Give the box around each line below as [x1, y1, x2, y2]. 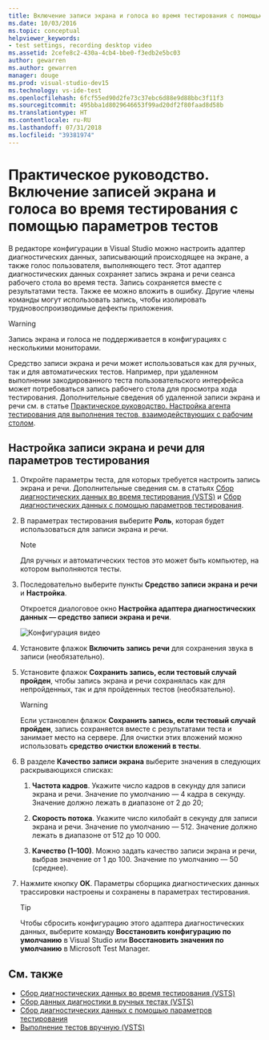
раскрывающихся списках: [19, 766, 114, 775]
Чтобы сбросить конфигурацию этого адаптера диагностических [19, 918, 244, 928]
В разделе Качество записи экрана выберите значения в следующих [19, 757, 261, 766]
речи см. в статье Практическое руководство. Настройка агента [8, 400, 231, 410]
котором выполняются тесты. [19, 564, 122, 574]
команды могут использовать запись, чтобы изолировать [8, 295, 207, 304]
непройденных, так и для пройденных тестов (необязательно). [19, 685, 236, 694]
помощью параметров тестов [8, 217, 219, 235]
